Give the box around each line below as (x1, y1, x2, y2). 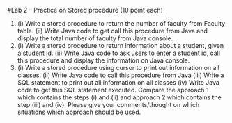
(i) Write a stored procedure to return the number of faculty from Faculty (17, 19, 226, 27)
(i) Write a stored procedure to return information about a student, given (17, 42, 224, 49)
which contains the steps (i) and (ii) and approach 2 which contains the (17, 93, 222, 101)
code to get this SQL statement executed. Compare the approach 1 (17, 86, 209, 94)
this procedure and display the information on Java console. (17, 56, 190, 65)
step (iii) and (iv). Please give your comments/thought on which (17, 101, 200, 108)
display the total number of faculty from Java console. (17, 34, 173, 42)
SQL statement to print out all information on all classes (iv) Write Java (17, 79, 219, 86)
